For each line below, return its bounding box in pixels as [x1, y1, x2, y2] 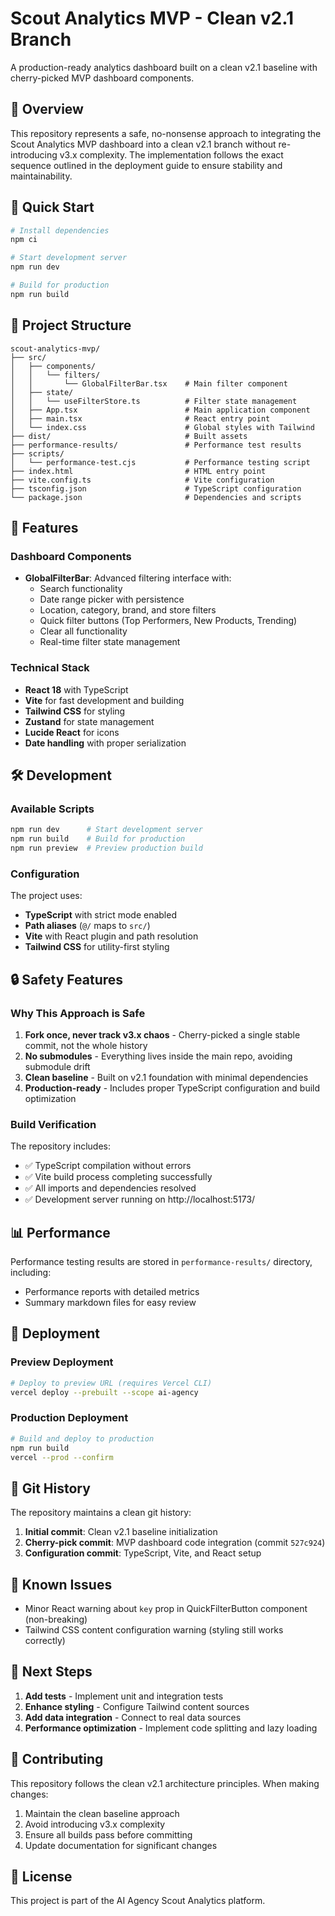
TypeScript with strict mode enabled [24, 909, 177, 921]
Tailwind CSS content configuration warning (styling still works [24, 1624, 284, 1636]
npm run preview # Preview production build [10, 843, 203, 854]
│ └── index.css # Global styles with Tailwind [10, 422, 315, 432]
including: [10, 1267, 52, 1279]
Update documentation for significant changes [24, 1839, 218, 1851]
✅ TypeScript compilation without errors [24, 1160, 192, 1172]
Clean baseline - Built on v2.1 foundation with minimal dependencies [24, 1071, 309, 1083]
